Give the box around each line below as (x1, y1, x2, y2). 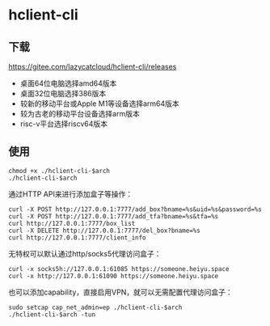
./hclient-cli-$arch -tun (8, 310, 95, 319)
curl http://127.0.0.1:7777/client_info (8, 233, 147, 242)
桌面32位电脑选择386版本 (19, 89, 107, 98)
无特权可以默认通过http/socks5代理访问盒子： (8, 248, 162, 258)
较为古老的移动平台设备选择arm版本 (19, 109, 140, 118)
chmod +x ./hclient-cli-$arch (8, 167, 111, 175)
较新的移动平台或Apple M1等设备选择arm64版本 (19, 99, 179, 108)
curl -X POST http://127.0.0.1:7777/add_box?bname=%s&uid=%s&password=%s (8, 205, 263, 214)
